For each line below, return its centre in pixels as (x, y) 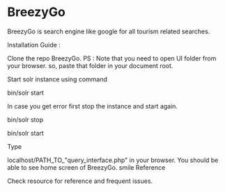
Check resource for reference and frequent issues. (80, 181)
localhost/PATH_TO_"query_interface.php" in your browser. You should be (113, 160)
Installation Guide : (34, 45)
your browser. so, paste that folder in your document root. (90, 65)
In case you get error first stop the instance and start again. (93, 106)
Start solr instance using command (57, 79)
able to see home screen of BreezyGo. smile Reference (86, 167)
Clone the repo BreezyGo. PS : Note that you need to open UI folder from (112, 58)
